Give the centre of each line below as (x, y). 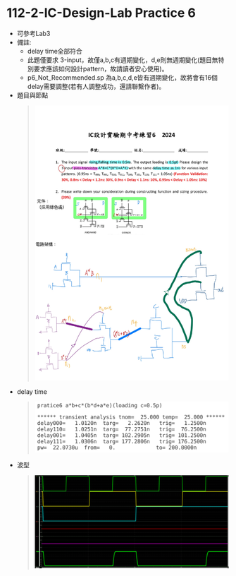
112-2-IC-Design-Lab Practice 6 (101, 13)
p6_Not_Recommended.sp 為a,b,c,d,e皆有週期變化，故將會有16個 (122, 77)
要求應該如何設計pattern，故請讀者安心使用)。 (101, 68)
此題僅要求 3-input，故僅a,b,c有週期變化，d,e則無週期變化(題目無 (123, 60)
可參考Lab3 (33, 33)
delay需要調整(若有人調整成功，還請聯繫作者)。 (96, 86)
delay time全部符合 (55, 51)
